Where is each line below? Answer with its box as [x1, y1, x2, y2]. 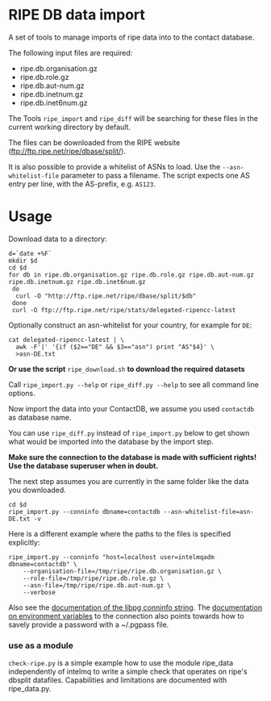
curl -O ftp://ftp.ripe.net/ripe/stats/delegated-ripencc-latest [11, 306, 236, 314]
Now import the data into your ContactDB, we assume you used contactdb [8, 403, 255, 413]
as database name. [8, 412, 72, 422]
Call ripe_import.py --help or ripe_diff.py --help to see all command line [8, 379, 260, 389]
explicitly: [8, 537, 40, 547]
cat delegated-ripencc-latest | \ [8, 336, 125, 344]
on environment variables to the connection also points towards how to [8, 611, 244, 620]
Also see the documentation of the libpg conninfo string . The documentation [8, 603, 263, 612]
